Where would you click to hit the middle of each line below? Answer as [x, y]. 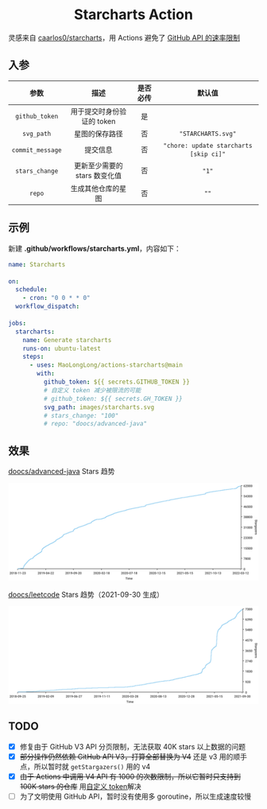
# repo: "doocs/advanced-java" [95, 424]
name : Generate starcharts [67, 340]
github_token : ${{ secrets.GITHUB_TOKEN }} [117, 382]
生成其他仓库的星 [99, 188]
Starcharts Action [133, 15]
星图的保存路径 [99, 134]
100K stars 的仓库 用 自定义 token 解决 [80, 786]
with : [46, 374]
